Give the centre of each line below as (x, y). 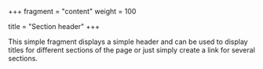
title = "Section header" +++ (54, 26)
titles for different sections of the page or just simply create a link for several (131, 50)
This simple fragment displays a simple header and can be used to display (128, 42)
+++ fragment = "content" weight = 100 (72, 11)
